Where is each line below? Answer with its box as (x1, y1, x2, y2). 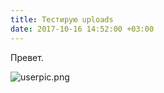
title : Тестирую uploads (10, 14, 114, 25)
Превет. (10, 51, 44, 63)
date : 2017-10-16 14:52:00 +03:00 (10, 24, 155, 34)
